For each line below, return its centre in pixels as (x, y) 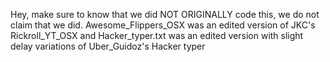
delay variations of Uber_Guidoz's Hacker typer (108, 46)
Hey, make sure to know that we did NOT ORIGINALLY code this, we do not (165, 14)
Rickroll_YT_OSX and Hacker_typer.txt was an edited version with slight (157, 35)
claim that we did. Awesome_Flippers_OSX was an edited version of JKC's (163, 25)
